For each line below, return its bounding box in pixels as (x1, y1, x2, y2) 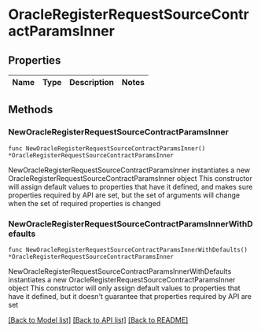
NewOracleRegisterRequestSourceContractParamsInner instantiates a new (8, 165, 251, 175)
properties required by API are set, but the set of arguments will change (8, 190, 241, 200)
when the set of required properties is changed (8, 198, 161, 208)
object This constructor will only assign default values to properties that (8, 283, 241, 293)
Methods (8, 103, 53, 116)
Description (69, 77, 114, 87)
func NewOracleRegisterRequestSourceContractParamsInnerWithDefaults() (8, 245, 248, 253)
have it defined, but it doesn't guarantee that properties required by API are (8, 291, 252, 301)
